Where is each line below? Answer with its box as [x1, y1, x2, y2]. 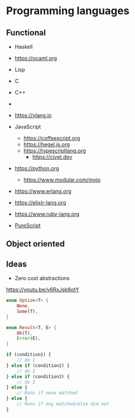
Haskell [14, 43, 33, 50]
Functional [6, 28, 46, 38]
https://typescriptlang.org [23, 147, 87, 154]
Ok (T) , [17, 330, 33, 336]
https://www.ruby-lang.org [14, 210, 80, 218]
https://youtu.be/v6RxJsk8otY [6, 286, 80, 293]
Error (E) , [17, 335, 41, 341]
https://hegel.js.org [23, 141, 70, 148]
